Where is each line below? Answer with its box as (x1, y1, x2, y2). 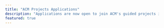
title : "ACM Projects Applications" (5, 7, 80, 12)
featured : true (5, 16, 36, 20)
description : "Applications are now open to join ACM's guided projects (5, 11, 156, 16)
